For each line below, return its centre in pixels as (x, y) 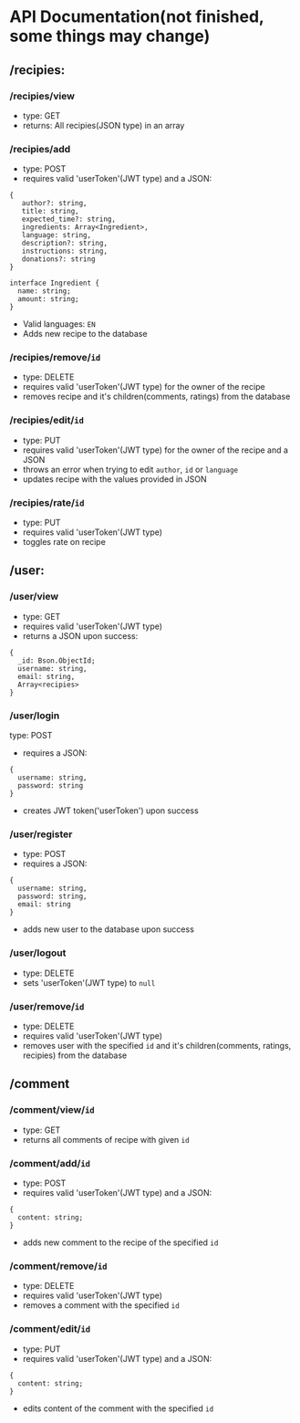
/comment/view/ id (52, 1110)
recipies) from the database (75, 1055)
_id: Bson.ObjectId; (57, 660)
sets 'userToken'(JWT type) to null (89, 982)
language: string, (57, 235)
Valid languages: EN (59, 324)
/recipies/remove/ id (55, 358)
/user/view (34, 597)
